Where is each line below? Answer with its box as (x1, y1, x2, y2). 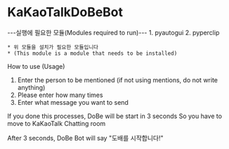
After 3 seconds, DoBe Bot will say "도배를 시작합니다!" (7, 134, 164, 142)
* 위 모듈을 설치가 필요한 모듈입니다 (7, 44, 99, 51)
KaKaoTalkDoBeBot (7, 4, 124, 20)
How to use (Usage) (7, 62, 65, 70)
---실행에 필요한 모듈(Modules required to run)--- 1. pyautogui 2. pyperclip (7, 28, 220, 37)
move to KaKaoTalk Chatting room (7, 119, 106, 127)
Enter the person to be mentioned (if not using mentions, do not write (17, 75, 218, 84)
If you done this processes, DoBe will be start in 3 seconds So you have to (7, 112, 223, 120)
